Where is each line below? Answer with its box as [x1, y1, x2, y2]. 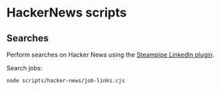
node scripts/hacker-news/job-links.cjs [6, 77, 126, 84]
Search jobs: [6, 64, 43, 72]
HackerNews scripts [6, 5, 127, 21]
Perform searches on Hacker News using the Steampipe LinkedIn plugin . [6, 50, 215, 59]
